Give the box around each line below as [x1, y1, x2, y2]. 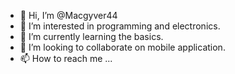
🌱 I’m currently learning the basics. [19, 31, 164, 42]
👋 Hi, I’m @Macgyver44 [19, 10, 118, 21]
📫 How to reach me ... [19, 53, 113, 64]
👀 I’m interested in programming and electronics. [19, 20, 221, 32]
